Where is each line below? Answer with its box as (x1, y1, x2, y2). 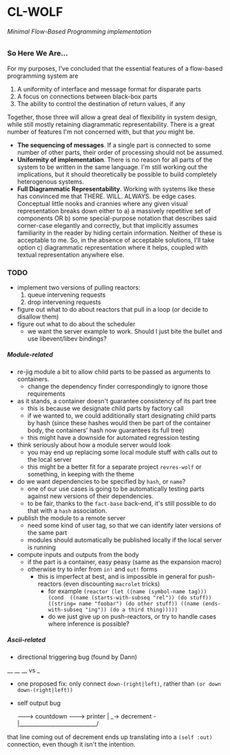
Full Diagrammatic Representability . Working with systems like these (17, 184, 216, 193)
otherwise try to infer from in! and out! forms (27, 565, 158, 573)
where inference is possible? (48, 620, 129, 628)
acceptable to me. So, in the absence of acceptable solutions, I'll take (17, 235, 215, 244)
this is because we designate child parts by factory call (27, 404, 184, 413)
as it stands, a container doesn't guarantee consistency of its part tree (17, 397, 217, 405)
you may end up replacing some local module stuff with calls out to (27, 448, 218, 456)
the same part (27, 529, 67, 537)
